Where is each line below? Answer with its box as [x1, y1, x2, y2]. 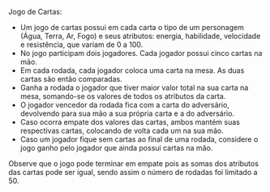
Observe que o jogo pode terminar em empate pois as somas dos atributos [8, 159, 259, 169]
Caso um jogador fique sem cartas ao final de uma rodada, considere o [19, 134, 259, 144]
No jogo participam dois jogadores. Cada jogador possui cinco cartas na [19, 49, 263, 58]
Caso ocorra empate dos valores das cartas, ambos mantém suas [19, 117, 241, 126]
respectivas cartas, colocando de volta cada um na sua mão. [19, 126, 225, 135]
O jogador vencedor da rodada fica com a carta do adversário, [19, 100, 229, 109]
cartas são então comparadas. [19, 75, 123, 83]
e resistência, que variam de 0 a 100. [19, 40, 144, 49]
